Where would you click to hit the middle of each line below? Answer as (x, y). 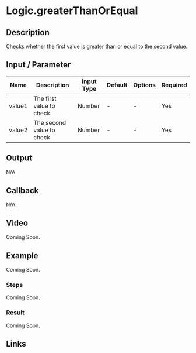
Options (145, 85)
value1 (18, 105)
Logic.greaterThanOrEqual (72, 11)
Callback (22, 191)
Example (22, 256)
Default (117, 85)
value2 (18, 130)
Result (15, 313)
